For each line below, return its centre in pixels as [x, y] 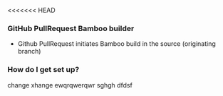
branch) [29, 52]
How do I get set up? [43, 70]
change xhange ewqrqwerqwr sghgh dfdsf [70, 85]
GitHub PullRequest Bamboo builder [71, 28]
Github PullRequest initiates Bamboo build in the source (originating [116, 44]
